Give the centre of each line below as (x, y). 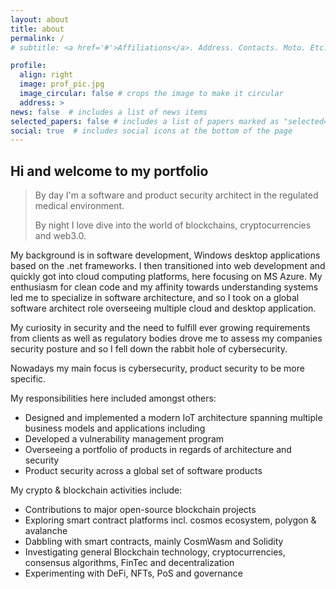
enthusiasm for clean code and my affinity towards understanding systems (164, 287)
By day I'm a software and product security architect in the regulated (176, 195)
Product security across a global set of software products (143, 471)
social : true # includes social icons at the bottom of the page (151, 131)
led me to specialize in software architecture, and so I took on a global (155, 298)
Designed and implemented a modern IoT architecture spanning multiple (173, 418)
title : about (37, 29)
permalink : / (37, 38)
